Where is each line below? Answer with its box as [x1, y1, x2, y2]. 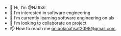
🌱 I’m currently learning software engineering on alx [9, 15, 115, 20]
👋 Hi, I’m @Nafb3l [9, 5, 46, 10]
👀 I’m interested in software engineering [9, 10, 91, 16]
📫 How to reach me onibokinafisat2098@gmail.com [9, 26, 116, 31]
